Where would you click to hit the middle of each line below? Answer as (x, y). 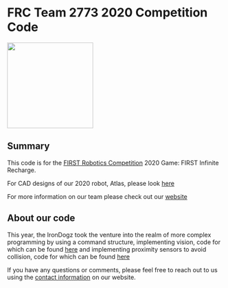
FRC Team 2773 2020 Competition (107, 13)
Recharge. (22, 170)
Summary (28, 146)
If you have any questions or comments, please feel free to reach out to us (112, 269)
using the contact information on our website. (71, 277)
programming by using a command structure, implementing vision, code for (114, 242)
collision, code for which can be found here (69, 256)
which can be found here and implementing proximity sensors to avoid (107, 249)
